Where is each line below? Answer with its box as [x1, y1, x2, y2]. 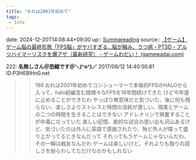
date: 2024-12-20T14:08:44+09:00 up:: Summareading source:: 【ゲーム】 [6, 36, 187, 43]
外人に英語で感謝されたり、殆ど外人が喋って [75, 126, 183, 133]
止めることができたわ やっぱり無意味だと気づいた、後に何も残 [40, 96, 191, 103]
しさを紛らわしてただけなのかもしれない [35, 147, 133, 155]
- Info [8, 19, 25, 25]
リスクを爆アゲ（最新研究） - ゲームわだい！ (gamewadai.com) [31, 51, 184, 58]
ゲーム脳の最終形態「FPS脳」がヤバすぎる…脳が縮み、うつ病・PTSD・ [6, 43, 177, 50]
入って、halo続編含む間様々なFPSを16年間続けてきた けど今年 [35, 89, 184, 96]
